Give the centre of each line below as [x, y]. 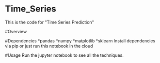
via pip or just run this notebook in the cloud [49, 46]
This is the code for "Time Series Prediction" [50, 22]
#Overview [16, 31]
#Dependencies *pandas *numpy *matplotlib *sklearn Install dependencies [80, 41]
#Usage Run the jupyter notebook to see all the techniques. [64, 55]
